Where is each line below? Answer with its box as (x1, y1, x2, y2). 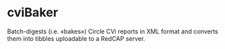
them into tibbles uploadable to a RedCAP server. (7, 34, 146, 42)
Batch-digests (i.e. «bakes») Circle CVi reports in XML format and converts (7, 27, 219, 35)
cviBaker (7, 5, 58, 20)
